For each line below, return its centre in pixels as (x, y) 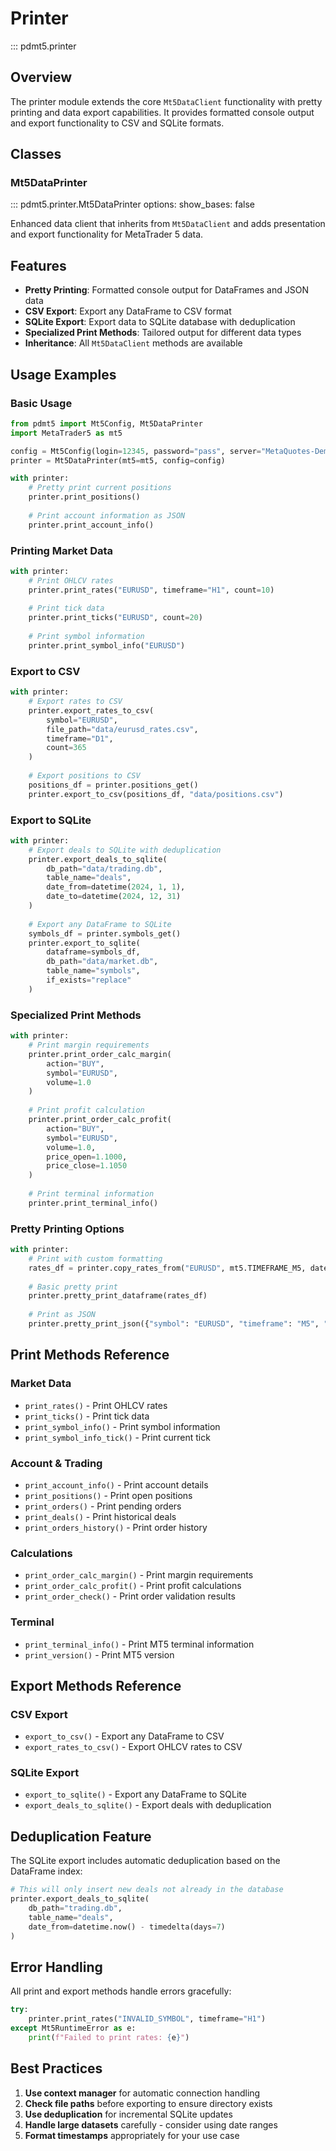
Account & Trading (56, 1463)
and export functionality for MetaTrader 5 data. (107, 234)
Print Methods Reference (90, 1355)
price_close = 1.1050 (87, 1166)
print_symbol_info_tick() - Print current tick (117, 1437)
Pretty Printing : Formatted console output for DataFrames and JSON (166, 290)
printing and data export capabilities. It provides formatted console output (162, 112)
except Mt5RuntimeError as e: (73, 2028)
